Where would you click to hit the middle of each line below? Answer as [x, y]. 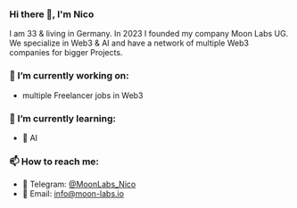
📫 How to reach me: [54, 162]
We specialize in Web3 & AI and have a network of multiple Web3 [129, 43]
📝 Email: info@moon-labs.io [73, 194]
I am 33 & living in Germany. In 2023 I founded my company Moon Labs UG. [149, 34]
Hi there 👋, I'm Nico [52, 14]
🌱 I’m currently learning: [62, 118]
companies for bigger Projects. [66, 53]
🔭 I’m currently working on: [69, 76]
